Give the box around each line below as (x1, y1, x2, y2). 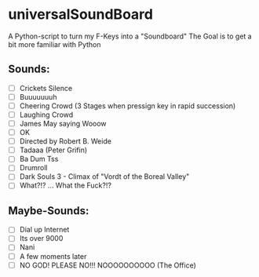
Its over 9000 (19, 234, 64, 243)
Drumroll (19, 163, 48, 173)
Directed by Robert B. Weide (19, 137, 112, 146)
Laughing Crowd (19, 110, 74, 119)
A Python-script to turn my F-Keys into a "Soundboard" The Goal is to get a (8, 31, 253, 41)
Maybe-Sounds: (8, 204, 89, 217)
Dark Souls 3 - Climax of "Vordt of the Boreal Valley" (19, 172, 190, 181)
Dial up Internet (19, 225, 70, 235)
